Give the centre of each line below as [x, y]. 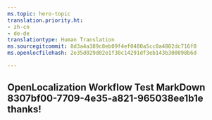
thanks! [25, 109]
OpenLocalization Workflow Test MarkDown [106, 87]
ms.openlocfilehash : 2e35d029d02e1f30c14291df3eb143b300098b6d [102, 53]
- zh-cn [19, 27]
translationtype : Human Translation [61, 40]
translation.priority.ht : [45, 20]
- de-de [19, 33]
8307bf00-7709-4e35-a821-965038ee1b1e [105, 99]
